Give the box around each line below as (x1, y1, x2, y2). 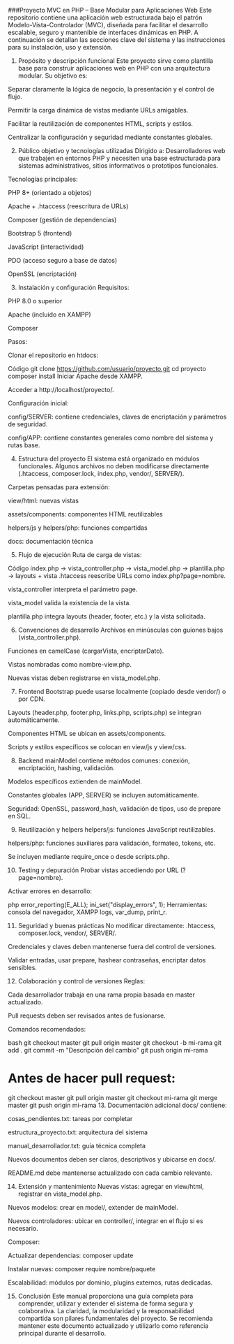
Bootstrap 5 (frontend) (8, 229, 72, 237)
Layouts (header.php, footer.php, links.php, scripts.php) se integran (8, 709, 201, 716)
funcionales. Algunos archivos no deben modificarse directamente (17, 462, 210, 470)
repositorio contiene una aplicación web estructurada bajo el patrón (8, 13, 203, 22)
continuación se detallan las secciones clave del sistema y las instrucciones (8, 36, 226, 44)
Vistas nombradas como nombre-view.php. (8, 660, 132, 668)
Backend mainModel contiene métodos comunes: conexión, (17, 756, 190, 765)
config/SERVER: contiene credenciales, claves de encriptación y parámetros (8, 412, 227, 421)
